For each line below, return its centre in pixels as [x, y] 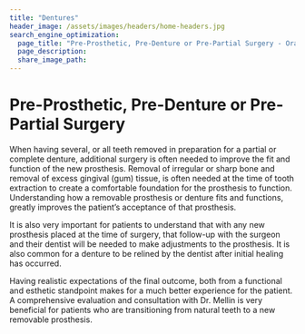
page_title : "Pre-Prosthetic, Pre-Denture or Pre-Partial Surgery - [150, 43]
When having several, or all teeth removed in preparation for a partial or [143, 149]
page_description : [53, 52]
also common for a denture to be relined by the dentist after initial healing [147, 253]
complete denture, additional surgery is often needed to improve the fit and [150, 159]
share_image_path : [53, 60]
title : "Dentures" [44, 18]
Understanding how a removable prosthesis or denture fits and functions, [147, 197]
